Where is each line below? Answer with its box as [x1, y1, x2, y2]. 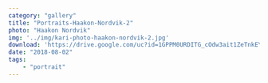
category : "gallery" [8, 11, 77, 20]
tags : [8, 56, 26, 64]
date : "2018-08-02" [8, 48, 73, 56]
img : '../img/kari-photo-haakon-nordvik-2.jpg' [8, 33, 170, 42]
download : [8, 41, 41, 49]
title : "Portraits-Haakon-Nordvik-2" [8, 19, 134, 27]
